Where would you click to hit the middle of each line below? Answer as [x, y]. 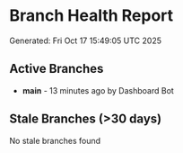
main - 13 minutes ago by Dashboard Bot [98, 90]
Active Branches [57, 69]
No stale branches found [55, 140]
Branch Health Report [91, 16]
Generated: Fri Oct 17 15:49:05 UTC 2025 [85, 40]
